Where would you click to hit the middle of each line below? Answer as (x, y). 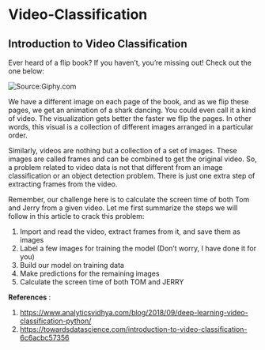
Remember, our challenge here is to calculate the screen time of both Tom (129, 199)
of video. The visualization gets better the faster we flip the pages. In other (130, 119)
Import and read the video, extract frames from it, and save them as (130, 231)
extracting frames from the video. (63, 184)
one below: (26, 71)
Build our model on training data (72, 265)
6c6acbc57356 (44, 338)
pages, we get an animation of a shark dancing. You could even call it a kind (132, 110)
